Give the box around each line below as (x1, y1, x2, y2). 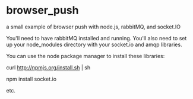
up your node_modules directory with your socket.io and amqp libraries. (6, 41, 182, 48)
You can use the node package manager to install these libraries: (6, 52, 165, 59)
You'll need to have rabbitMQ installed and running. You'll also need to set (6, 34, 187, 41)
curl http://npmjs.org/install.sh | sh (6, 63, 91, 71)
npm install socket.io (6, 75, 57, 82)
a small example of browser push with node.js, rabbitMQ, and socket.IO (6, 23, 181, 30)
